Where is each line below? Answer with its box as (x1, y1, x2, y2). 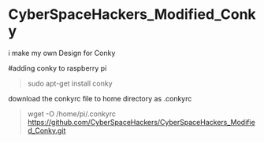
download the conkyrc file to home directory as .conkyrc (8, 93, 192, 103)
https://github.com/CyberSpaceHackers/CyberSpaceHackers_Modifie (27, 117, 256, 126)
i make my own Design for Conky (8, 48, 116, 57)
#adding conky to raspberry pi (8, 63, 107, 72)
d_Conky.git (27, 126, 66, 135)
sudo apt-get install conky (27, 79, 113, 88)
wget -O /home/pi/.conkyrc (27, 108, 117, 119)
